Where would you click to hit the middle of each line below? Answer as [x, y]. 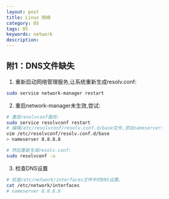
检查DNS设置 [31, 168]
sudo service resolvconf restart [48, 122]
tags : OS [17, 29]
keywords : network [29, 34]
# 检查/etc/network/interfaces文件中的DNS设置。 [65, 180]
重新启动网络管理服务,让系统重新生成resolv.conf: [76, 82]
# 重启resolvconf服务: [33, 117]
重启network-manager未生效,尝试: [58, 105]
